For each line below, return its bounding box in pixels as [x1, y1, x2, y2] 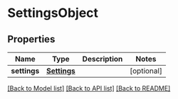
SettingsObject [7, 5, 98, 21]
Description [82, 54, 123, 64]
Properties [7, 33, 56, 45]
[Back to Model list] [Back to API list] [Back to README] [7, 84, 171, 93]
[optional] [129, 66, 162, 76]
